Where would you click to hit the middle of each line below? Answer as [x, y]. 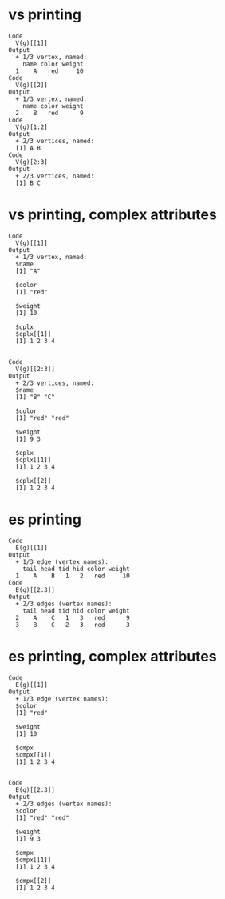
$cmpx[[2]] [34, 881]
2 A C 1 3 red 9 [73, 617]
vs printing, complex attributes [112, 215]
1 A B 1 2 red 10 [73, 576]
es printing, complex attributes [112, 657]
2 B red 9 [49, 113]
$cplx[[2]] [34, 481]
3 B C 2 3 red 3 [73, 625]
